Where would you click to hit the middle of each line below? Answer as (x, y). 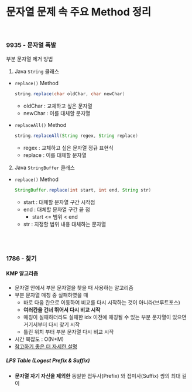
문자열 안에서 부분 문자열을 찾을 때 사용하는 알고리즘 (74, 287)
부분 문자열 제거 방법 (30, 59)
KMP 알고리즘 (22, 273)
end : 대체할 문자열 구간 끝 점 (57, 209)
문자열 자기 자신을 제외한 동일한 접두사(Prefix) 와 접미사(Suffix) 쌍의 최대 (97, 376)
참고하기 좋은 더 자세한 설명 (46, 346)
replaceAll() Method (40, 125)
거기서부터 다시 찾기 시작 (52, 324)
